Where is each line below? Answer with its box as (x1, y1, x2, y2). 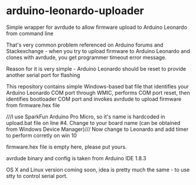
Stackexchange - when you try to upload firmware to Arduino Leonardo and (6, 47, 190, 54)
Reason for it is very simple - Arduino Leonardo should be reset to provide (6, 65, 187, 72)
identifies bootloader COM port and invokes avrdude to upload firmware (6, 95, 182, 103)
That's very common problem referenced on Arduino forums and (6, 41, 164, 48)
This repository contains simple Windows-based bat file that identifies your (6, 82, 189, 90)
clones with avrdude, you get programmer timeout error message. (6, 54, 167, 61)
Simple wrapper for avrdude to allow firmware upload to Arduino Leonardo (6, 24, 188, 31)
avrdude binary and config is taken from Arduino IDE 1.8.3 (6, 154, 146, 161)
